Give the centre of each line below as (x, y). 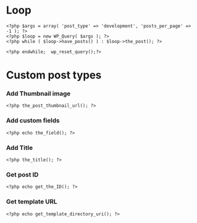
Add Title (19, 147)
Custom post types (54, 75)
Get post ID (22, 175)
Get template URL (32, 202)
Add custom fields (33, 120)
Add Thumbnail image (38, 94)
